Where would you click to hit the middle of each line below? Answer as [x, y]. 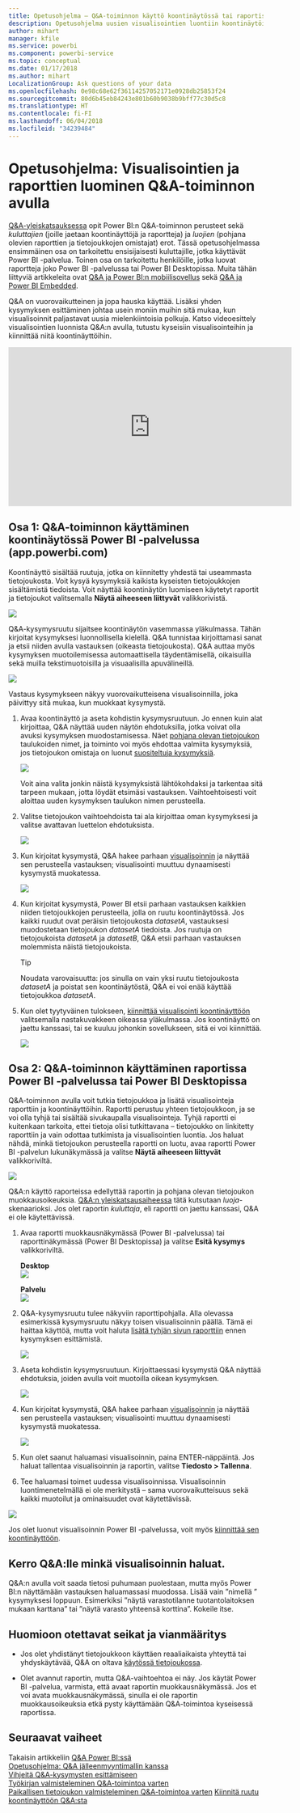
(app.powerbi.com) [58, 553]
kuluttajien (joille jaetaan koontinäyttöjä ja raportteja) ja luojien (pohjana [127, 234]
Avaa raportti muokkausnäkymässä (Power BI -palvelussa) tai [122, 1233]
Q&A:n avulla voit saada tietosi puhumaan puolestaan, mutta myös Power [130, 1583]
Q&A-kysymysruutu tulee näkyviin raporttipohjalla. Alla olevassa [127, 1313]
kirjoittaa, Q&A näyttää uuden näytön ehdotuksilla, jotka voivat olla [130, 727]
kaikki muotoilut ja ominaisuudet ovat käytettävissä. [106, 1499]
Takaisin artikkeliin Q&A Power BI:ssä [70, 1757]
